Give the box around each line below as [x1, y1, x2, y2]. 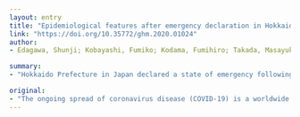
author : [9, 37, 38, 47]
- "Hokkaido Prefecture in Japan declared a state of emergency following [9, 70, 294, 80]
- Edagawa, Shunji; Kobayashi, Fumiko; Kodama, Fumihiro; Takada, [9, 46, 262, 55]
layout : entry [9, 12, 62, 22]
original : [9, 86, 46, 95]
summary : [9, 62, 42, 71]
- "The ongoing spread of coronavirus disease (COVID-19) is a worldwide [9, 94, 290, 103]
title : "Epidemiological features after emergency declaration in [9, 21, 262, 30]
